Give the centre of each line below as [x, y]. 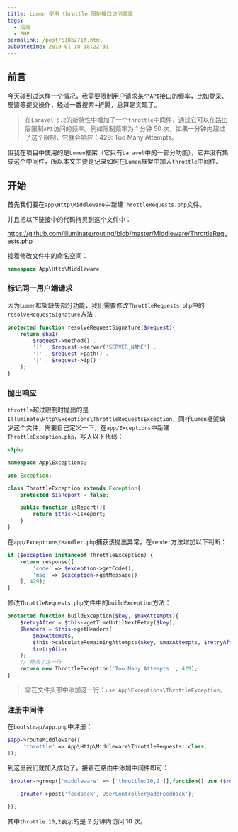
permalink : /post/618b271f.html [55, 40]
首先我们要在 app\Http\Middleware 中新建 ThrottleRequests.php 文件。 [107, 204]
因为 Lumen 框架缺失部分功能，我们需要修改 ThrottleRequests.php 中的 [106, 305]
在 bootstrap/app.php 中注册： [50, 726]
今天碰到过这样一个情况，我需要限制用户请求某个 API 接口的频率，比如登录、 [118, 96]
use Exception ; [30, 476]
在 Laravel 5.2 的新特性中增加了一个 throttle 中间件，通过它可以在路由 [126, 119]
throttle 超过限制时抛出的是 [48, 410]
